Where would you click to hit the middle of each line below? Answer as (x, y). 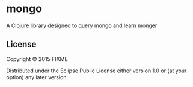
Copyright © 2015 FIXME (37, 59)
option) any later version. (37, 77)
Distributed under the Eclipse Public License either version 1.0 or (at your (96, 71)
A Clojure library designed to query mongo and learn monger (82, 25)
